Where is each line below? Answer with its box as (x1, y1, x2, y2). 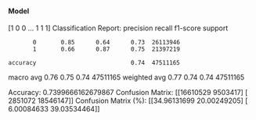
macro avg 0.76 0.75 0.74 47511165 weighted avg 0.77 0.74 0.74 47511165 (8, 72, 245, 82)
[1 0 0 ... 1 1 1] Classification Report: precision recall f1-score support (8, 23, 229, 33)
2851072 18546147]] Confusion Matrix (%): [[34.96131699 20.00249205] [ (8, 96, 248, 105)
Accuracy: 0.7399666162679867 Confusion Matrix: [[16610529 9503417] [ (8, 88, 248, 97)
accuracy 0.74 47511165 (8, 59, 180, 67)
